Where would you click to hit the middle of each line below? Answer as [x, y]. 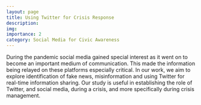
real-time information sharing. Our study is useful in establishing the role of [99, 83]
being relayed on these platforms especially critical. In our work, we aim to [98, 70]
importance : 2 [24, 34]
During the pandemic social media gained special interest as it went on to [97, 57]
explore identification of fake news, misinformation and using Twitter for [95, 76]
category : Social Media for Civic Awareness [63, 40]
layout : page [23, 12]
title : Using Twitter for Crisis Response [60, 17]
